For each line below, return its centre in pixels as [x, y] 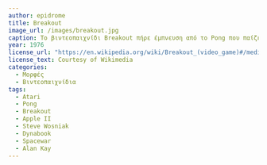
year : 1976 [26, 45]
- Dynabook [33, 133]
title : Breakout [35, 23]
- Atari [28, 97]
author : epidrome [37, 15]
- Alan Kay [33, 148]
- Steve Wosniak [42, 126]
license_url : [30, 52]
